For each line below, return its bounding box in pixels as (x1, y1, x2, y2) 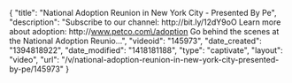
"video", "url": (9, 55, 60, 64)
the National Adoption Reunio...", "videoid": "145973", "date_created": (9, 35, 263, 46)
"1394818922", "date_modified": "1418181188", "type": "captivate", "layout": (9, 45, 283, 56)
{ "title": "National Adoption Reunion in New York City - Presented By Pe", (9, 8, 277, 18)
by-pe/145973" (9, 64, 65, 74)
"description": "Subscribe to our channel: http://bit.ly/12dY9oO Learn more (9, 17, 281, 27)
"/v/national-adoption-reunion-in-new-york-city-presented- (61, 55, 280, 64)
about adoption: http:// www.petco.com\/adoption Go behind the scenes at (9, 26, 280, 36)
